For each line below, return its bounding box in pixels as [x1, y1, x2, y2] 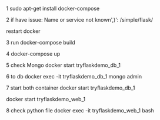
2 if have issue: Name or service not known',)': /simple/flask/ [6, 16, 154, 23]
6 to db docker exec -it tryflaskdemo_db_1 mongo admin [6, 73, 142, 80]
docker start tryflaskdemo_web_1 [6, 96, 86, 102]
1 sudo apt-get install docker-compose [6, 5, 100, 12]
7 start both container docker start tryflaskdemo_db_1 [6, 84, 135, 91]
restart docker [6, 28, 41, 35]
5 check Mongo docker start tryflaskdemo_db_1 [6, 61, 121, 68]
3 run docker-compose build [6, 39, 75, 46]
